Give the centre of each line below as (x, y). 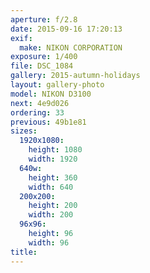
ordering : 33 (37, 112)
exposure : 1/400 (44, 57)
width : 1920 (53, 159)
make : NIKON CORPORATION (71, 47)
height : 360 (53, 177)
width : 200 (51, 215)
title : (24, 252)
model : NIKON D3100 (51, 94)
